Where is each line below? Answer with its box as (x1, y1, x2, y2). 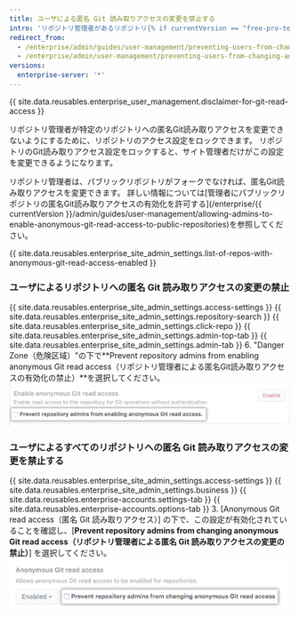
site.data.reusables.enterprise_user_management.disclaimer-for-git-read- (17, 96, 289, 107)
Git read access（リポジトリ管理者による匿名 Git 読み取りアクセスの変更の (9, 536, 285, 547)
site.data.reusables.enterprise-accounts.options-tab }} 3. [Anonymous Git (9, 503, 280, 515)
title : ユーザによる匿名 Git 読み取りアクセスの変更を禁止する (9, 14, 216, 23)
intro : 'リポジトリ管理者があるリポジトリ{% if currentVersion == (9, 23, 239, 33)
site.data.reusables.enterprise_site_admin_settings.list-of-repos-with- (17, 247, 273, 258)
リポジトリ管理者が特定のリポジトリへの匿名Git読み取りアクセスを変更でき (9, 124, 285, 134)
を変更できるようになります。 (9, 157, 118, 168)
